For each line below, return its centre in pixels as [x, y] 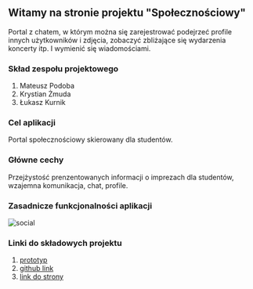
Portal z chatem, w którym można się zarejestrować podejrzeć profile [120, 31]
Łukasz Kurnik [43, 103]
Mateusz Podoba [47, 86]
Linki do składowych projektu [65, 243]
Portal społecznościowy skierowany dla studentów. [90, 139]
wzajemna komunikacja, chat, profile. [68, 185]
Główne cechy [36, 160]
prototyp [33, 260]
